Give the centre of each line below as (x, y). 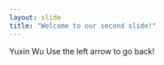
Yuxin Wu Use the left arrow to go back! (82, 51)
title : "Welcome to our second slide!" (83, 26)
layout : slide (35, 17)
